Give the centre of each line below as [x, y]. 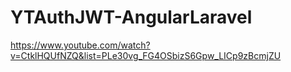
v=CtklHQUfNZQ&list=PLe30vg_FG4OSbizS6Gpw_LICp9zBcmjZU [146, 55]
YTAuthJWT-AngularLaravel [131, 17]
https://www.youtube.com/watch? [80, 45]
